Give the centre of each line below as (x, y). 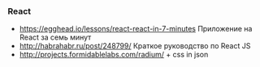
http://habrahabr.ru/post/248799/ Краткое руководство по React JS (135, 46)
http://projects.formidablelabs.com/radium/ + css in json (114, 55)
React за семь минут (55, 37)
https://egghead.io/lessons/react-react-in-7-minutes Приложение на (136, 29)
